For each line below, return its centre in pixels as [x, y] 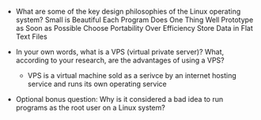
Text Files [31, 36]
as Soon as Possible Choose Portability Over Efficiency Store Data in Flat [134, 28]
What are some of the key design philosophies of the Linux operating [128, 11]
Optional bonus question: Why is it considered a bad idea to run [119, 99]
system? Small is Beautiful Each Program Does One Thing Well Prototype [134, 20]
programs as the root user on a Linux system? [91, 107]
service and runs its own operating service [97, 84]
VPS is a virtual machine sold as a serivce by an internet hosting [132, 75]
